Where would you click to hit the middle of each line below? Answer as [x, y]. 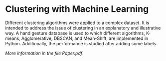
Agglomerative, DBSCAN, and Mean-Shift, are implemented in [85, 38]
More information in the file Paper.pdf [44, 53]
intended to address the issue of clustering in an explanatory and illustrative [83, 28]
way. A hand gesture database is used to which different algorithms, [75, 33]
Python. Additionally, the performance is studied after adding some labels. [81, 43]
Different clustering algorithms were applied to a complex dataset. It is [77, 23]
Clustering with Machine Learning [77, 9]
